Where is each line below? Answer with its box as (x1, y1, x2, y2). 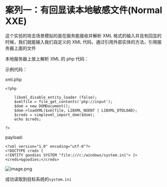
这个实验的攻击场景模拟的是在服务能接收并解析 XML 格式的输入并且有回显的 (5, 32, 161, 38)
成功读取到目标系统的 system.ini (5, 176, 71, 182)
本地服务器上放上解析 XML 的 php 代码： (5, 55, 89, 61)
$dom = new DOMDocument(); (14, 103, 70, 108)
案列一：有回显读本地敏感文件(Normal (5, 4, 162, 16)
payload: (5, 134, 23, 140)
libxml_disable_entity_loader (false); (14, 94, 97, 100)
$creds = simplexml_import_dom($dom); (14, 112, 95, 117)
